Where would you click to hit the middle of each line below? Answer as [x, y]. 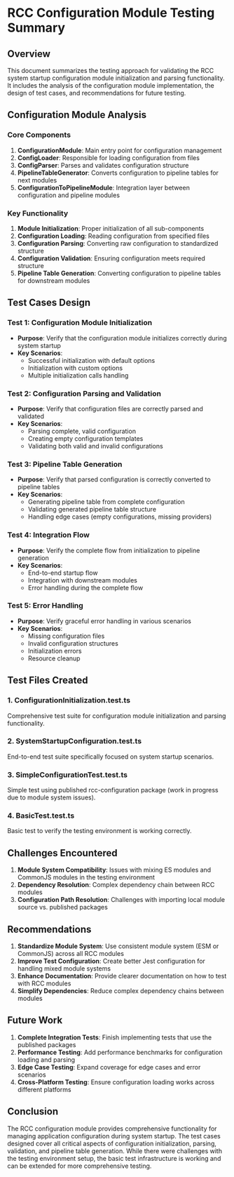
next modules [37, 180]
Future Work [35, 1020]
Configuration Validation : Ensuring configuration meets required [111, 258]
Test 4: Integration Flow [48, 535]
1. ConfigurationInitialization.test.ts [69, 700]
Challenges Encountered [62, 853]
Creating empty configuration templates [85, 438]
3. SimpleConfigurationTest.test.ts [68, 775]
